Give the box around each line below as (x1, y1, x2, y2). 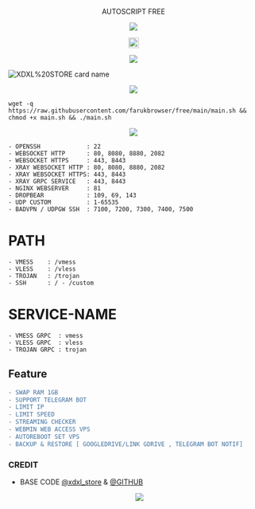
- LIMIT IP (8, 403, 44, 411)
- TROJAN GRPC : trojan (8, 346, 87, 354)
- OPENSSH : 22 (8, 143, 102, 151)
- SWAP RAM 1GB (8, 388, 59, 397)
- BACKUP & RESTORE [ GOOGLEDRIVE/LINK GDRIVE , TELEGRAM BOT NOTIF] (8, 440, 244, 448)
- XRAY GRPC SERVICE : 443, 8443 (8, 178, 126, 186)
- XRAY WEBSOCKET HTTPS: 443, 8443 (8, 170, 126, 178)
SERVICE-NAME (8, 306, 118, 323)
